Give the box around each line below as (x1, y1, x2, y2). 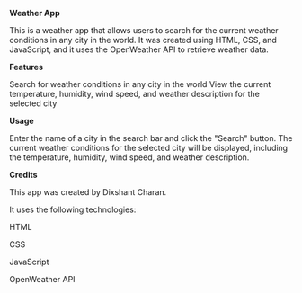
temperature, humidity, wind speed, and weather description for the (9, 89, 261, 99)
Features (9, 62, 43, 72)
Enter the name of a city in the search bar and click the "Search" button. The (9, 133, 293, 143)
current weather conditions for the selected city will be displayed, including (9, 143, 289, 153)
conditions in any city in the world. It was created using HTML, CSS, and (9, 35, 277, 45)
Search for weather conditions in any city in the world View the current (9, 79, 271, 89)
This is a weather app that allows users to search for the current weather (9, 25, 279, 35)
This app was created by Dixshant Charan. (9, 187, 167, 197)
